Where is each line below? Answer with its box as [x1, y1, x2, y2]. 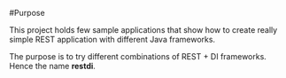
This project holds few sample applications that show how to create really [9, 25, 278, 35]
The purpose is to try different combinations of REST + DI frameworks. [9, 51, 267, 61]
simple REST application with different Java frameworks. [9, 35, 215, 44]
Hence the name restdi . [9, 61, 96, 71]
